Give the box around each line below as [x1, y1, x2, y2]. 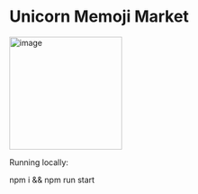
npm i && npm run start [9, 174, 95, 185]
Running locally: [9, 156, 69, 168]
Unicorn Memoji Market [9, 6, 189, 27]
